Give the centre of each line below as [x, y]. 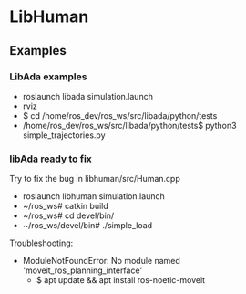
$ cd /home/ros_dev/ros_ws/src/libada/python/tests [120, 115]
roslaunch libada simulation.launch [87, 96]
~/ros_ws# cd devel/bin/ [68, 215]
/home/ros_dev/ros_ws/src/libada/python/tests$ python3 [129, 125]
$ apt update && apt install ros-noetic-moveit [121, 280]
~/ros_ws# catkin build [66, 206]
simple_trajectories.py [64, 135]
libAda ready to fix [51, 159]
